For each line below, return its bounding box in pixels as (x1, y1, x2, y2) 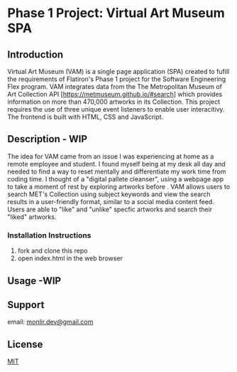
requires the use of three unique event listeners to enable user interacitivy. (7, 105, 225, 113)
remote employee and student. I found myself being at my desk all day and (7, 159, 226, 168)
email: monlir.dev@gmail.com (7, 318, 94, 326)
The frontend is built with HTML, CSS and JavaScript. (7, 112, 164, 121)
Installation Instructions (7, 230, 92, 240)
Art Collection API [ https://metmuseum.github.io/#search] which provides (7, 90, 223, 98)
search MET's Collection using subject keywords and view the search (7, 190, 211, 198)
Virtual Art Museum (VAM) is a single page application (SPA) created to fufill (7, 68, 230, 75)
